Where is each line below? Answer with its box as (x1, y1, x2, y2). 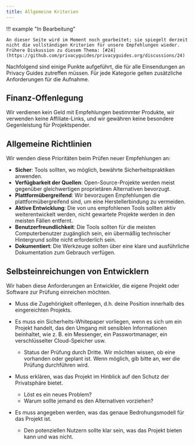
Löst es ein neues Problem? (23, 391, 92, 398)
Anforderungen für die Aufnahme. (6, 75, 89, 83)
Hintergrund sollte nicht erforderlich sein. (14, 236, 116, 243)
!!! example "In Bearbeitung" (6, 25, 76, 32)
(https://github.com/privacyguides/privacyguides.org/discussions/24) (6, 52, 185, 59)
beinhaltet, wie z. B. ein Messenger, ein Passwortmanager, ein (14, 331, 168, 338)
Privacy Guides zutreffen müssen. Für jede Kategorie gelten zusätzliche (6, 69, 182, 77)
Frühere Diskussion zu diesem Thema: (6, 47, 100, 53)
